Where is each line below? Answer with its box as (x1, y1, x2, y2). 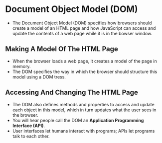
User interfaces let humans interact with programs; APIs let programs (12, 128, 155, 134)
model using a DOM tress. (12, 73, 66, 80)
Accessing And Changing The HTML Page (5, 88, 139, 97)
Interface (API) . (12, 123, 45, 129)
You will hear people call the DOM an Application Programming (12, 117, 144, 123)
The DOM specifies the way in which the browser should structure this (12, 69, 158, 74)
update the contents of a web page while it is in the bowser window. (12, 30, 153, 36)
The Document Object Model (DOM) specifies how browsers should (12, 20, 152, 26)
